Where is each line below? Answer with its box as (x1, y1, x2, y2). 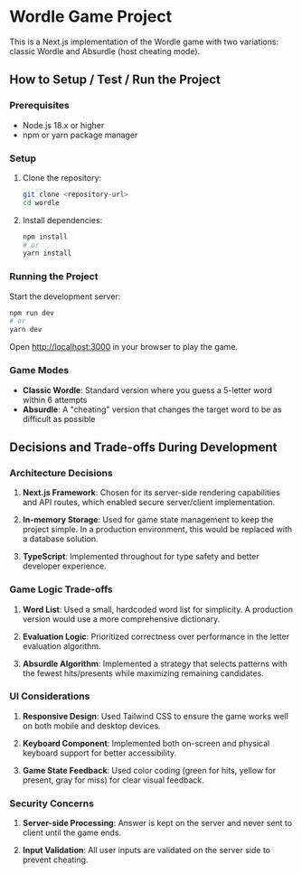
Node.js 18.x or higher (22, 119, 105, 130)
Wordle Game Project (9, 6, 173, 27)
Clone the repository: (22, 172, 102, 183)
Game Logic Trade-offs (9, 583, 113, 596)
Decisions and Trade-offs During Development (9, 439, 278, 455)
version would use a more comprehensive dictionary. (22, 613, 221, 625)
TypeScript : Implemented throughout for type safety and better (22, 551, 260, 562)
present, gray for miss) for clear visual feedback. (22, 775, 205, 785)
